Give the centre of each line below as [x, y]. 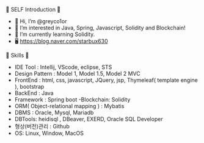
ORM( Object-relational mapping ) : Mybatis [69, 106]
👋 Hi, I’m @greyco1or [41, 21]
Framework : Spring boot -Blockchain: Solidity [72, 100]
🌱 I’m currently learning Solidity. [55, 34]
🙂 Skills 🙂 [17, 55]
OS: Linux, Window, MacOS [49, 133]
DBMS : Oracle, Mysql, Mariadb [54, 112]
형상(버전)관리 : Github [42, 126]
